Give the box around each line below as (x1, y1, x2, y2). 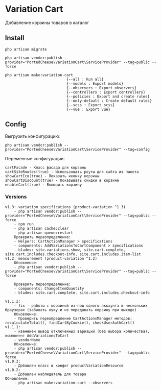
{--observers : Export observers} (66, 85, 137, 90)
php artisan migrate (5, 47, 47, 52)
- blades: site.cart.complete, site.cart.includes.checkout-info (14, 290, 150, 295)
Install (5, 34, 24, 42)
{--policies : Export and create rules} (66, 94, 150, 99)
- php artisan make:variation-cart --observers (14, 380, 113, 385)
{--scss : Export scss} (66, 102, 115, 107)
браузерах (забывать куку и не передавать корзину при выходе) (5, 307, 137, 312)
